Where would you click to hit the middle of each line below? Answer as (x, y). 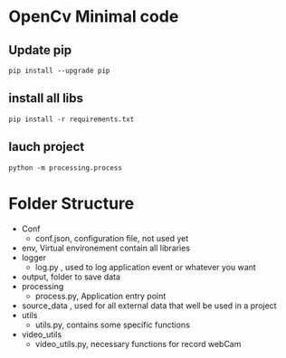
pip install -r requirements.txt (71, 119)
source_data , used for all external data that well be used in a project (149, 306)
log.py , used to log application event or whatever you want (146, 267)
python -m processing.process (66, 168)
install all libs (46, 98)
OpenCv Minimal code (94, 17)
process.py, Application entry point (100, 296)
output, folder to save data (71, 277)
